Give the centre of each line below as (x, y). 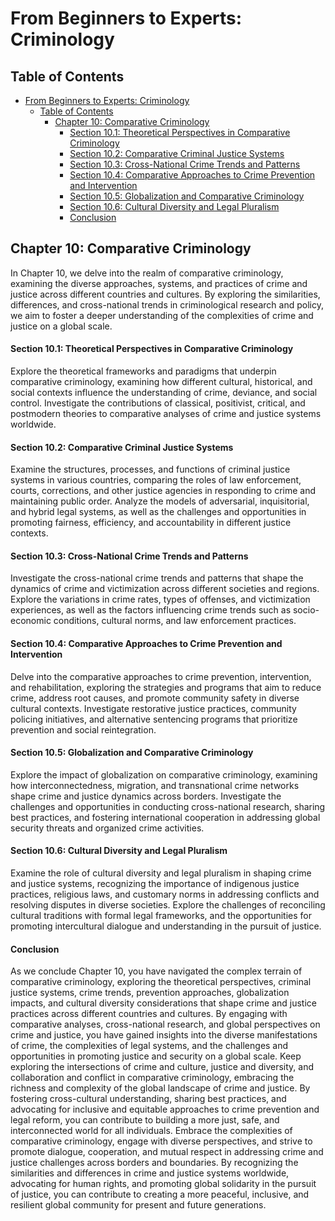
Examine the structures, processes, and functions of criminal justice (150, 469)
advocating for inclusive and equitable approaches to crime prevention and (165, 1109)
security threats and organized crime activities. (107, 828)
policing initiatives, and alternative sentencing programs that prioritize (154, 719)
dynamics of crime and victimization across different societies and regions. (165, 589)
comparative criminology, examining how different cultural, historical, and (161, 382)
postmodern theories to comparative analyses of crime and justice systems (166, 414)
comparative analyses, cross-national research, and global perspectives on (165, 1024)
